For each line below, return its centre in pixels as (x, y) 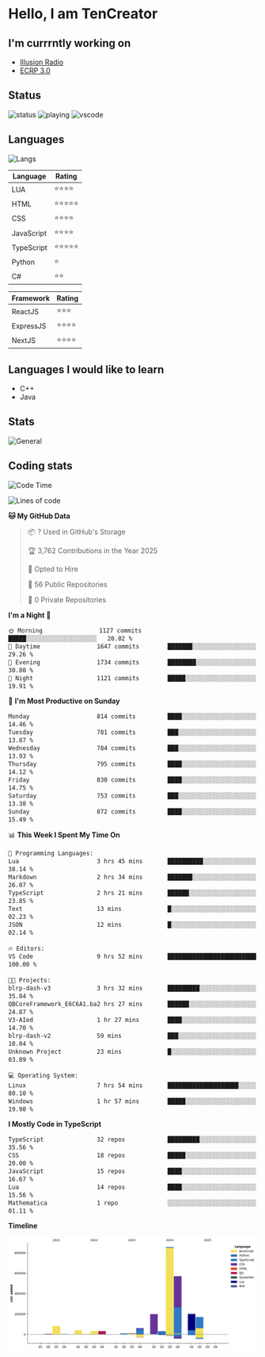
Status (25, 96)
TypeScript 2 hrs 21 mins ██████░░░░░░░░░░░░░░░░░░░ (132, 893)
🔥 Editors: (26, 948)
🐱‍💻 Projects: (30, 980)
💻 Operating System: (44, 1075)
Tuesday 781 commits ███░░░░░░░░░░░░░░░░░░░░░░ (132, 732)
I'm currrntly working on (70, 43)
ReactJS (25, 311)
